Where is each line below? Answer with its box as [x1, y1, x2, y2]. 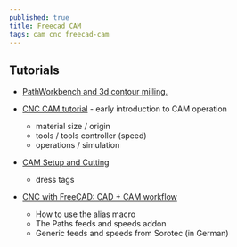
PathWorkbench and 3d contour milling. [21, 86, 168, 97]
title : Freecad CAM [9, 21, 82, 30]
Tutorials [9, 62, 60, 78]
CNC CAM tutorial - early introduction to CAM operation [21, 103, 227, 114]
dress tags [35, 175, 75, 185]
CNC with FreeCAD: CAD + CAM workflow [21, 192, 178, 202]
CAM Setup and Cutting [21, 157, 110, 168]
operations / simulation [35, 140, 120, 151]
